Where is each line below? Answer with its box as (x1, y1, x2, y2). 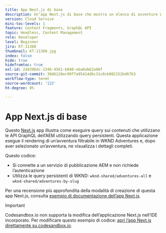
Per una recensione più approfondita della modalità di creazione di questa (5, 187, 156, 193)
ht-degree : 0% (5, 85, 35, 91)
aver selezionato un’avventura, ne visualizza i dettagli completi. (5, 143, 134, 149)
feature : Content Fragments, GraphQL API (5, 26, 92, 31)
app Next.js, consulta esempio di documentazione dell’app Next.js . (5, 193, 141, 199)
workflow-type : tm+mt (5, 76, 50, 81)
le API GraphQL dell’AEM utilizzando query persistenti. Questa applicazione (5, 133, 158, 139)
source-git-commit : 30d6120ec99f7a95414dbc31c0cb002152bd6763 (5, 72, 136, 77)
